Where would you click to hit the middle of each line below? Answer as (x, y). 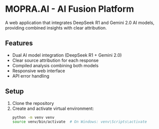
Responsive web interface (39, 71)
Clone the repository (33, 103)
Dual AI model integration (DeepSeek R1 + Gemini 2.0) (67, 55)
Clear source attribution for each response (55, 60)
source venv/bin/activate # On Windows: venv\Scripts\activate (79, 122)
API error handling (31, 76)
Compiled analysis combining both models (55, 65)
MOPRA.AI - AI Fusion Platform (70, 9)
